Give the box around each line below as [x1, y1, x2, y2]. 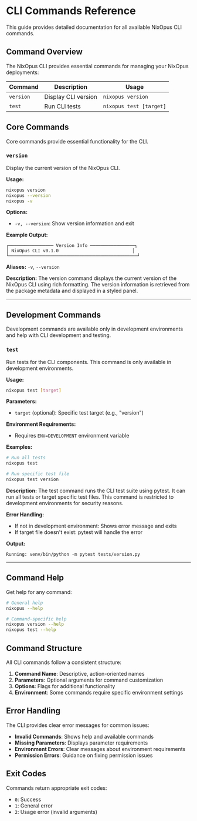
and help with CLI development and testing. [6, 332, 111, 339]
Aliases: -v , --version [6, 263, 60, 271]
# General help [6, 600, 43, 606]
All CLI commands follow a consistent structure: [6, 659, 122, 666]
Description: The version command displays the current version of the [6, 275, 177, 282]
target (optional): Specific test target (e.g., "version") [14, 409, 144, 416]
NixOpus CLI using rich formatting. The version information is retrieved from [6, 281, 190, 288]
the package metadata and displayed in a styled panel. [6, 287, 138, 295]
